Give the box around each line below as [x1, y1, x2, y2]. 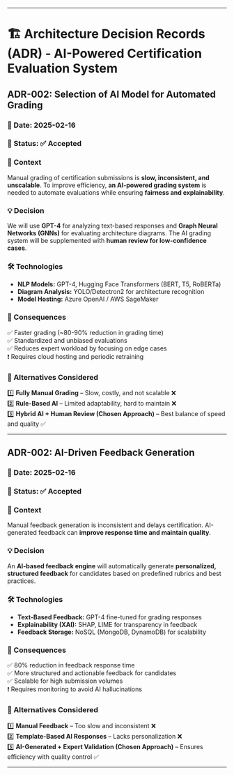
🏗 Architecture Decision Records [7, 26, 205, 42]
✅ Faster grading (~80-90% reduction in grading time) [7, 328, 164, 337]
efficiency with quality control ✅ [7, 752, 100, 761]
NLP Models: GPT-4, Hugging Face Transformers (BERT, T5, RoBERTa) [17, 280, 221, 288]
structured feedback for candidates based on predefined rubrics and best [7, 569, 221, 577]
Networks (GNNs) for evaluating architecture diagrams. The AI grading [7, 229, 211, 237]
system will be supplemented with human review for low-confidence [7, 237, 207, 245]
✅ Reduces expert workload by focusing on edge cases [7, 344, 167, 353]
